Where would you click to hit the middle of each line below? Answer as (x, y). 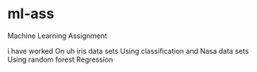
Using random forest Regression (60, 59)
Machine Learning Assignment (58, 36)
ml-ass (31, 14)
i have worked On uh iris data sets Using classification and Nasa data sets (128, 51)
